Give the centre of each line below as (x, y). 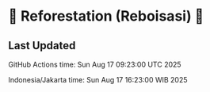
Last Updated (42, 46)
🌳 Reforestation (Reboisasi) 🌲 (106, 16)
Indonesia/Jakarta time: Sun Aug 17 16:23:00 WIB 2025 (98, 80)
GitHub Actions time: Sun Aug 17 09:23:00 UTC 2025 (95, 64)
